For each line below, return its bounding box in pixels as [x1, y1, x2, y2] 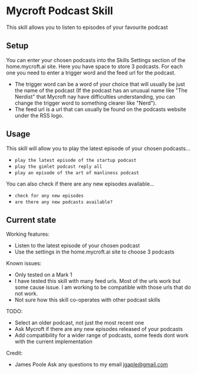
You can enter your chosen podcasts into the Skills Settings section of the [6, 56, 186, 63]
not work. [14, 290, 38, 297]
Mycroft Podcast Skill [6, 4, 113, 18]
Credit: [6, 350, 23, 357]
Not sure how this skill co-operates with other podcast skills [14, 297, 161, 304]
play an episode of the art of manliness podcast [14, 170, 140, 175]
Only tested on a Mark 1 [14, 271, 73, 278]
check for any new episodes [14, 193, 84, 199]
